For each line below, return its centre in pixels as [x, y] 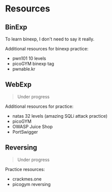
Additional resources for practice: [39, 106]
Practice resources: [25, 169]
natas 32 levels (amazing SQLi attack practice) [60, 116]
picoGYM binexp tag [33, 64]
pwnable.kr [24, 69]
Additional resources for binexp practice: [47, 49]
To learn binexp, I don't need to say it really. [50, 39]
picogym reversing [31, 184]
